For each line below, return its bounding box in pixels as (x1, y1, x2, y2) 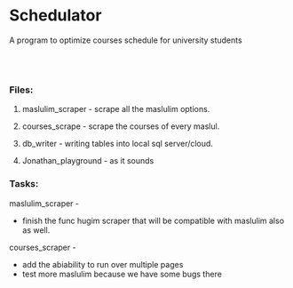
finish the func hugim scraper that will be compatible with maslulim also (21, 215, 285, 226)
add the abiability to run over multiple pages (21, 259, 184, 269)
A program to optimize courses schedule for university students (9, 35, 242, 45)
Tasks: (9, 178, 39, 190)
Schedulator (9, 5, 102, 26)
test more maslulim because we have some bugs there (21, 268, 222, 279)
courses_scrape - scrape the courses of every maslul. (21, 121, 220, 132)
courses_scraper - (9, 242, 77, 252)
